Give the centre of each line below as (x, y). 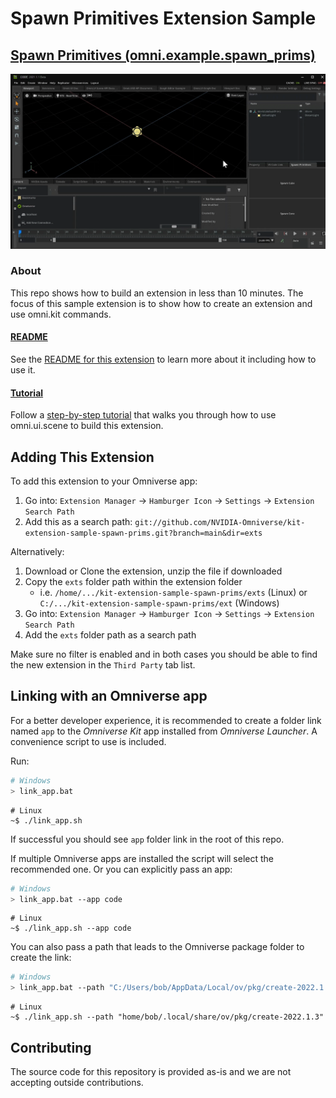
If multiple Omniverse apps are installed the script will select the (142, 858)
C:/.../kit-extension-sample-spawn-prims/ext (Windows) (159, 603)
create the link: (41, 958)
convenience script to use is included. (88, 741)
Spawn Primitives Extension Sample (163, 18)
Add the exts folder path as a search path (110, 635)
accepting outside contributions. (77, 1082)
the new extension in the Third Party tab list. (103, 665)
